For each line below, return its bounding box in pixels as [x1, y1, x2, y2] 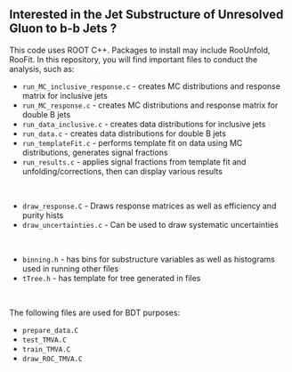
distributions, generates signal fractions [21, 147, 168, 158]
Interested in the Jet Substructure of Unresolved [9, 7, 284, 22]
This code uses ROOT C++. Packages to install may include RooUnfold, [9, 44, 271, 55]
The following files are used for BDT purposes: [9, 307, 181, 318]
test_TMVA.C [21, 336, 67, 344]
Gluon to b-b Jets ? [9, 21, 118, 36]
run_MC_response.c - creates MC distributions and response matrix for [21, 100, 279, 110]
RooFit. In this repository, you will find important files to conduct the [9, 53, 258, 65]
